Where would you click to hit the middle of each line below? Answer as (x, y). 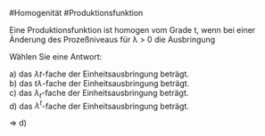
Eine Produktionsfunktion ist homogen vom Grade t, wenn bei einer (132, 30)
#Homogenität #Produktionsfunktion (76, 13)
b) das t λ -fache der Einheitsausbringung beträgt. (99, 83)
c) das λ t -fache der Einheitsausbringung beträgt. (99, 94)
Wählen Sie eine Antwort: (56, 56)
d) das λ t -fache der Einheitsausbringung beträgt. (99, 105)
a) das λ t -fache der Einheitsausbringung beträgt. (99, 74)
